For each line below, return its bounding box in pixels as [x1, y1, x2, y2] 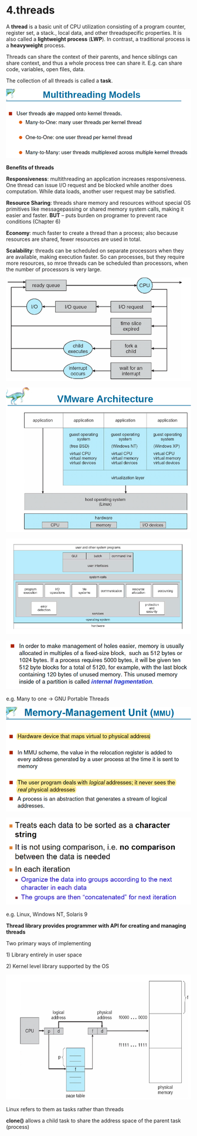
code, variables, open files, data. [6, 65, 85, 72]
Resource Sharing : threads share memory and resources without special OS [6, 200, 191, 207]
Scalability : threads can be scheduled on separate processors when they [6, 247, 184, 254]
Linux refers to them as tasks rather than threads [6, 1105, 124, 1112]
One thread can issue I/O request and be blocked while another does [6, 182, 173, 189]
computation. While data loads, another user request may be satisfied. [6, 188, 176, 195]
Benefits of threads [6, 164, 55, 171]
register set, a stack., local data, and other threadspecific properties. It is [6, 29, 182, 36]
